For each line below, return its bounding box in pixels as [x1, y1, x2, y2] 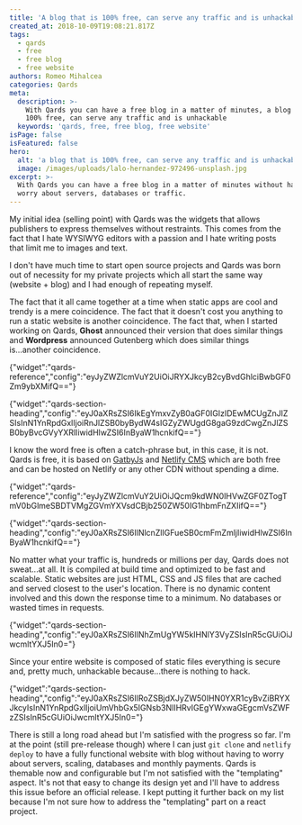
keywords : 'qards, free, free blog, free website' [17, 122, 211, 131]
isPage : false [9, 131, 63, 140]
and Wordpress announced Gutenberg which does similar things [9, 335, 250, 345]
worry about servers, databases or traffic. [17, 189, 187, 198]
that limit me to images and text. [9, 242, 129, 253]
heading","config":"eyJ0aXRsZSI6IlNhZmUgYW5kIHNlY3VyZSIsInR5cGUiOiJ [9, 630, 294, 639]
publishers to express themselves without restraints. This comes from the [9, 223, 281, 234]
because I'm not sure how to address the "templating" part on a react [9, 796, 267, 807]
